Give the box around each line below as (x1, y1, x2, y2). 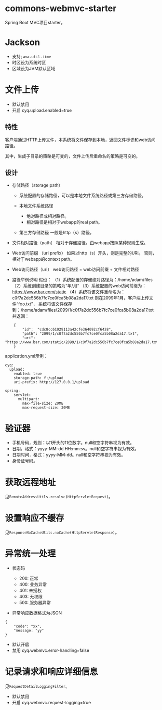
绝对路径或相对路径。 (26, 213, 69, 219)
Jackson (5, 37, 40, 48)
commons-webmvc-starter (5, 3, 117, 14)
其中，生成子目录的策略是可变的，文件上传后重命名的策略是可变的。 (5, 153, 140, 159)
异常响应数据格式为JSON (12, 610, 62, 616)
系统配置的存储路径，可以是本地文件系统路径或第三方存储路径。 (19, 192, 146, 199)
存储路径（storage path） (12, 182, 63, 188)
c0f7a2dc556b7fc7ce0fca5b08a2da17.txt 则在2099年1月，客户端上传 (12, 295, 149, 301)
